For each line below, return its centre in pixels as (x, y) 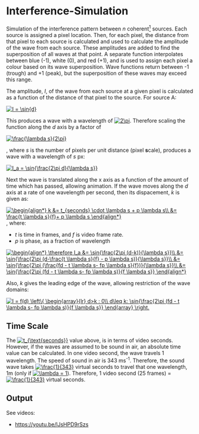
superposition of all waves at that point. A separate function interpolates (95, 54)
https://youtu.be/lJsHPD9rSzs (52, 424)
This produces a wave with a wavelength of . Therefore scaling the (96, 120)
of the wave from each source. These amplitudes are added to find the (93, 48)
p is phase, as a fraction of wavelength (62, 241)
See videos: (21, 412)
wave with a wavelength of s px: (46, 156)
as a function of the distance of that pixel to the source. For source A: (91, 97)
